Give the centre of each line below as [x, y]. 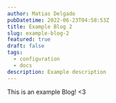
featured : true [29, 40]
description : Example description [57, 72]
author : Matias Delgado [41, 14]
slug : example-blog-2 [38, 33]
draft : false [26, 46]
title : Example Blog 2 [40, 26]
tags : [15, 53]
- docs [23, 65]
